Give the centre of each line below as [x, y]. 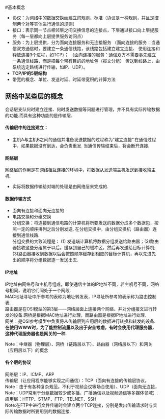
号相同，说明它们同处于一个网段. [38, 290]
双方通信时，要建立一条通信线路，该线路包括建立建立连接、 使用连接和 [88, 49]
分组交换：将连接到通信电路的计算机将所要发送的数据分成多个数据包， [83, 223]
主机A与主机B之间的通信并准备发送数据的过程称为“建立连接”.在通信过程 [84, 140]
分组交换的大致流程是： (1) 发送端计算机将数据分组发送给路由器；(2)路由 [85, 241]
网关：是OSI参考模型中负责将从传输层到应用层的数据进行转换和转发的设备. [80, 321]
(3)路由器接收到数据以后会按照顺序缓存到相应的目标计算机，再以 [78, 254]
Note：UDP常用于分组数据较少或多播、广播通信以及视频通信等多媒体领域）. [82, 393]
